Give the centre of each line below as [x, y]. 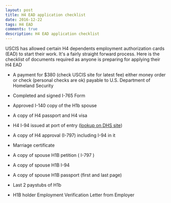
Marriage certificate [34, 145]
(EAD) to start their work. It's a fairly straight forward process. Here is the [82, 54]
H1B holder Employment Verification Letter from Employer [73, 195]
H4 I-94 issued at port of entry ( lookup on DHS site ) [68, 125]
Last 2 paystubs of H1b [37, 185]
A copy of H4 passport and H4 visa [50, 115]
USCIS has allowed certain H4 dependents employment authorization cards [85, 48]
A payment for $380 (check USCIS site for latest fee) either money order [89, 75]
